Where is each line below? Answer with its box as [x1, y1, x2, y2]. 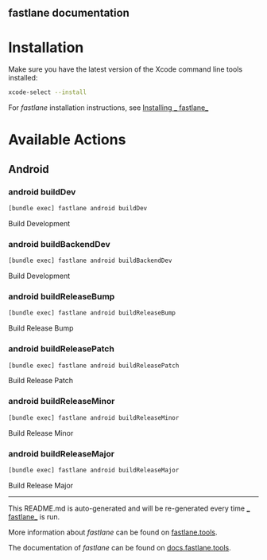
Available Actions [8, 131, 126, 149]
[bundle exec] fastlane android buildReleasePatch [8, 362, 180, 370]
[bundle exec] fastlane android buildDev [8, 205, 148, 213]
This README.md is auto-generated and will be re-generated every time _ [8, 503, 250, 513]
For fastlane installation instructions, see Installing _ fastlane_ [8, 103, 209, 112]
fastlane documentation [8, 6, 130, 20]
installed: [8, 73, 38, 83]
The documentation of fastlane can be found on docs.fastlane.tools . [8, 542, 232, 552]
